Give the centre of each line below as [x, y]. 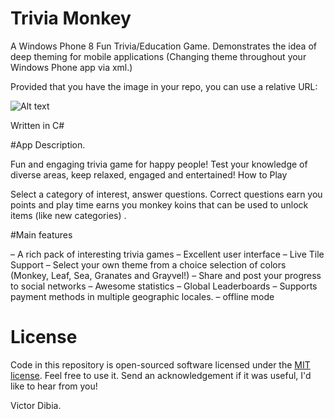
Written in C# [37, 125]
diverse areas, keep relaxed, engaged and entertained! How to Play [149, 174]
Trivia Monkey [71, 18]
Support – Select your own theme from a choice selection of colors [148, 264]
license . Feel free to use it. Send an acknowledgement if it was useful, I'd [161, 375]
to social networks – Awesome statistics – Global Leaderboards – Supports [164, 286]
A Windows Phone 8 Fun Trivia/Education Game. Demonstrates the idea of [163, 46]
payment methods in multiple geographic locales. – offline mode [142, 296]
